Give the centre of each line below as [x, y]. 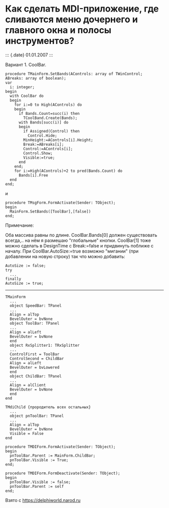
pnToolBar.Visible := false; [40, 482]
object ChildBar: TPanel [36, 376]
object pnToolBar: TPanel [37, 416]
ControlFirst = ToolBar [34, 354]
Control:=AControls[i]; [48, 149]
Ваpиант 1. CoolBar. [26, 65]
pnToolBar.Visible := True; [39, 460]
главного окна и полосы [58, 30]
